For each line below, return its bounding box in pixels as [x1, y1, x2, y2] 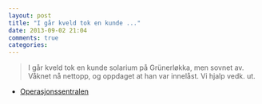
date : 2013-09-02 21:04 [8, 26, 88, 34]
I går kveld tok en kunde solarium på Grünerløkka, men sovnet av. [27, 63, 244, 72]
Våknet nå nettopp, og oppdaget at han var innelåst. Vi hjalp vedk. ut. [27, 71, 256, 81]
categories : [8, 41, 48, 49]
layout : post [8, 11, 52, 20]
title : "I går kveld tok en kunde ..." [8, 19, 141, 27]
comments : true [8, 33, 59, 42]
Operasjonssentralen [19, 87, 89, 96]
